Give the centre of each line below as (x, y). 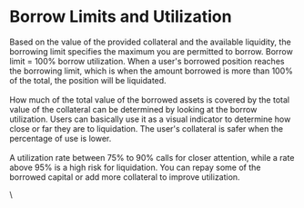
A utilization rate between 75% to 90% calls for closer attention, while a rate (152, 157)
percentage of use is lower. (61, 138)
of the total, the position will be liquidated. (88, 80)
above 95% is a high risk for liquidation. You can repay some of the (135, 167)
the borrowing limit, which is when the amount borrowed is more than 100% (151, 71)
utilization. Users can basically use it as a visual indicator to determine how (150, 119)
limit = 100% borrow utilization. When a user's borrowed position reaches (147, 61)
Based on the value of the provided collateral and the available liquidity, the (150, 42)
